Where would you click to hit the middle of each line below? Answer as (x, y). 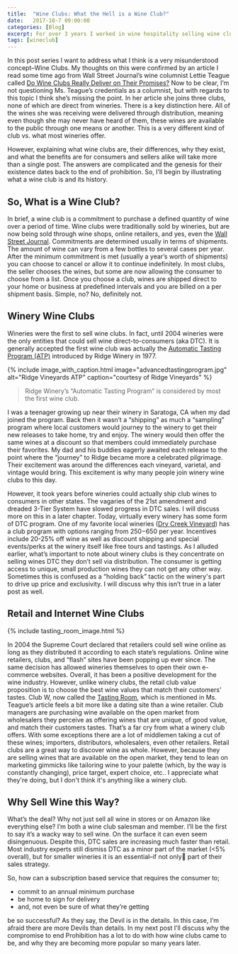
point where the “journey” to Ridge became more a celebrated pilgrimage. (115, 457)
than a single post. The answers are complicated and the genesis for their (115, 164)
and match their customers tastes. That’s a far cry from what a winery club (116, 727)
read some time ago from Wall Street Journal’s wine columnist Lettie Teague (119, 76)
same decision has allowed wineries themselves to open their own (104, 667)
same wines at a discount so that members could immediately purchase (112, 442)
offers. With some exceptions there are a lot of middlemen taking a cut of (114, 734)
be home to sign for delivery (59, 899)
